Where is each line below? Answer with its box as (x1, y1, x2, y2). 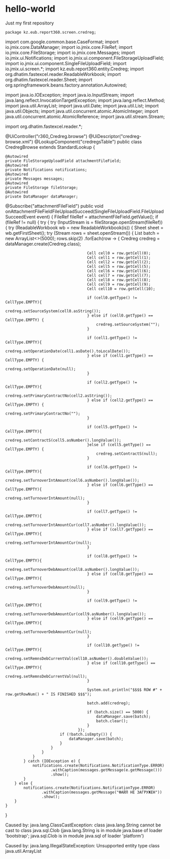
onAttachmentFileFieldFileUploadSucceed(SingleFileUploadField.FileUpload (5, 208, 164, 214)
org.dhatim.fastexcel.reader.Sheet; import (5, 76, 92, 82)
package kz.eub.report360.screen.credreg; (5, 30, 96, 35)
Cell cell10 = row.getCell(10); (87, 286, 156, 291)
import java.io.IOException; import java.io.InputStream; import (5, 92, 134, 98)
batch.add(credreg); (87, 701, 130, 706)
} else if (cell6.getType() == (87, 482, 153, 487)
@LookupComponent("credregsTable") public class (34, 138, 142, 145)
